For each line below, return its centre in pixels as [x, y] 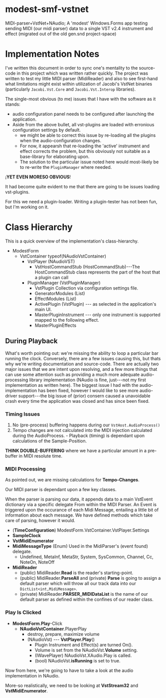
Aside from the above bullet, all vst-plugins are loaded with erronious [83, 124]
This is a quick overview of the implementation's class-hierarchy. [72, 241]
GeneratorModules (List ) [60, 293]
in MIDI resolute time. [41, 456]
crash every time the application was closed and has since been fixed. [77, 401]
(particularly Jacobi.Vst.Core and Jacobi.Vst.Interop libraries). [71, 89]
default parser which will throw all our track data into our [78, 584]
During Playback [31, 341]
